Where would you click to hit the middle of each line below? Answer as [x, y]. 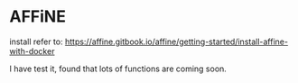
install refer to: [36, 41]
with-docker [32, 51]
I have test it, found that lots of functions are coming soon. [118, 69]
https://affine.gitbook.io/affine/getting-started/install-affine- [177, 41]
